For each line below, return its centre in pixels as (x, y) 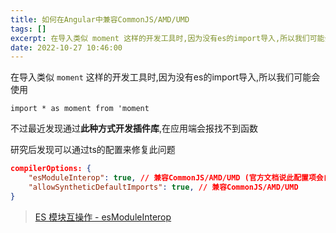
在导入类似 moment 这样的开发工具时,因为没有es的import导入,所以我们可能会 (165, 77)
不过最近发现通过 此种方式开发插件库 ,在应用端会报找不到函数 (134, 128)
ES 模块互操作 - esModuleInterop (103, 217)
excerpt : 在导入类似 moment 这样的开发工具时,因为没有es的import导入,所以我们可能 (167, 38)
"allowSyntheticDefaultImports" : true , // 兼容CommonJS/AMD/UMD (163, 187)
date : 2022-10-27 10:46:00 (66, 47)
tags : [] (28, 29)
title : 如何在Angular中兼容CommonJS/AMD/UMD (100, 19)
